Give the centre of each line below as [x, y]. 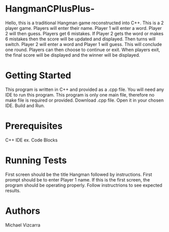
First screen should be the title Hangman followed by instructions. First [79, 174]
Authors [23, 211]
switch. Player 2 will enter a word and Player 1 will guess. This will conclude [84, 44]
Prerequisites [34, 126]
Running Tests [36, 160]
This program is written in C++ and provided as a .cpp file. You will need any [85, 89]
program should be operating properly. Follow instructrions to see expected [84, 185]
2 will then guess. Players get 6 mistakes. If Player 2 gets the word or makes [84, 33]
